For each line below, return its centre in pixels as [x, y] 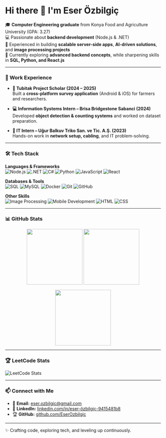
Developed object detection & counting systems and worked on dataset [86, 116]
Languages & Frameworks [33, 166]
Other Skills [17, 196]
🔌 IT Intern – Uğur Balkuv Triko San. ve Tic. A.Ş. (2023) [69, 131]
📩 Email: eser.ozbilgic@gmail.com [47, 403]
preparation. [25, 121]
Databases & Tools [25, 181]
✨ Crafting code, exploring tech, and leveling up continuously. [68, 431]
